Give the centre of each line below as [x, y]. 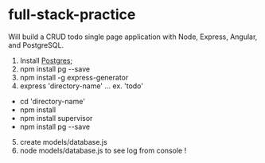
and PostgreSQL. [36, 45]
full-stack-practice [72, 15]
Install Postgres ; [46, 60]
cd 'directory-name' [53, 101]
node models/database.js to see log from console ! [103, 150]
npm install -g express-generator [74, 77]
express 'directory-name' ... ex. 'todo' [81, 86]
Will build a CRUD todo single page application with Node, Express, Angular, [133, 37]
